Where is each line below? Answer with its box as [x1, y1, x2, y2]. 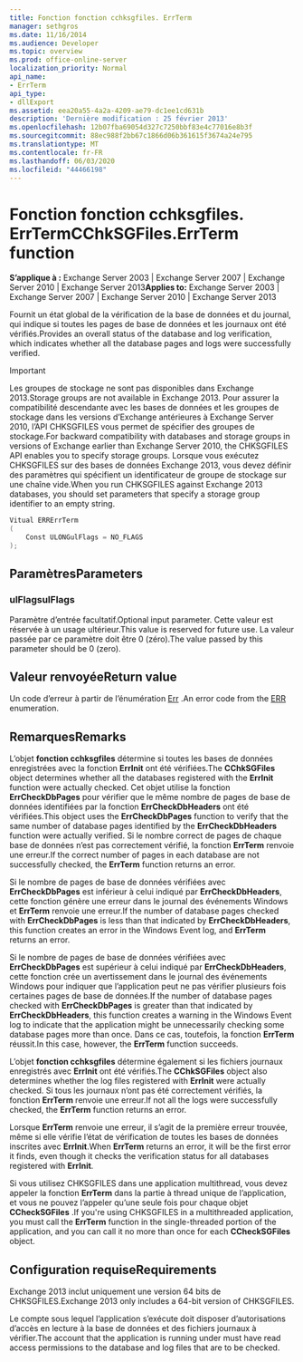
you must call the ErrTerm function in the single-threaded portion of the [9, 1216, 278, 1228]
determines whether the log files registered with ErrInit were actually [9, 1076, 267, 1087]
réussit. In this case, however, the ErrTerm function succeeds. [9, 1038, 239, 1049]
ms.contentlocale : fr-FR [9, 148, 103, 157]
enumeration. [9, 703, 59, 714]
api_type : [9, 89, 47, 98]
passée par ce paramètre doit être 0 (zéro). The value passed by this [9, 633, 264, 644]
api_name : [9, 72, 47, 82]
